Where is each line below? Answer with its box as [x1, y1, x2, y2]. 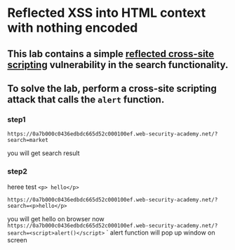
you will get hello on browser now [7, 214, 105, 223]
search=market [7, 137, 49, 144]
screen [7, 235, 28, 244]
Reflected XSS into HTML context [7, 5, 206, 21]
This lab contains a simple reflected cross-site [7, 48, 215, 60]
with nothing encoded [7, 20, 138, 36]
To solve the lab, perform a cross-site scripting [7, 82, 217, 94]
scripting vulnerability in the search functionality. [7, 58, 229, 71]
